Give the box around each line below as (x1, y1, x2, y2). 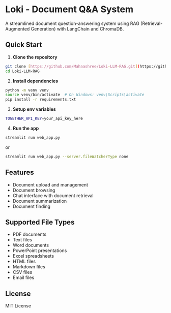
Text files (12, 237, 32, 243)
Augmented (5, 25, 30, 32)
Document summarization (12, 198, 67, 204)
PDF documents (12, 231, 47, 237)
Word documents (12, 242, 49, 248)
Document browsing (12, 187, 55, 193)
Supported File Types (5, 217, 75, 227)
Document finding (12, 203, 51, 209)
